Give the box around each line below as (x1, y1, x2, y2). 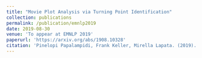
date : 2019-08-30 (6, 25, 50, 32)
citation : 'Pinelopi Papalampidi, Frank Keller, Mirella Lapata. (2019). (6, 43, 197, 49)
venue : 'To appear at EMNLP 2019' (6, 31, 94, 37)
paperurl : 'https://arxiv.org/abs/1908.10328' (6, 37, 126, 43)
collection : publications (6, 14, 72, 21)
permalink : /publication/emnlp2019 (6, 20, 96, 26)
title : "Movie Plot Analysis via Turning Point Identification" (6, 8, 172, 15)
